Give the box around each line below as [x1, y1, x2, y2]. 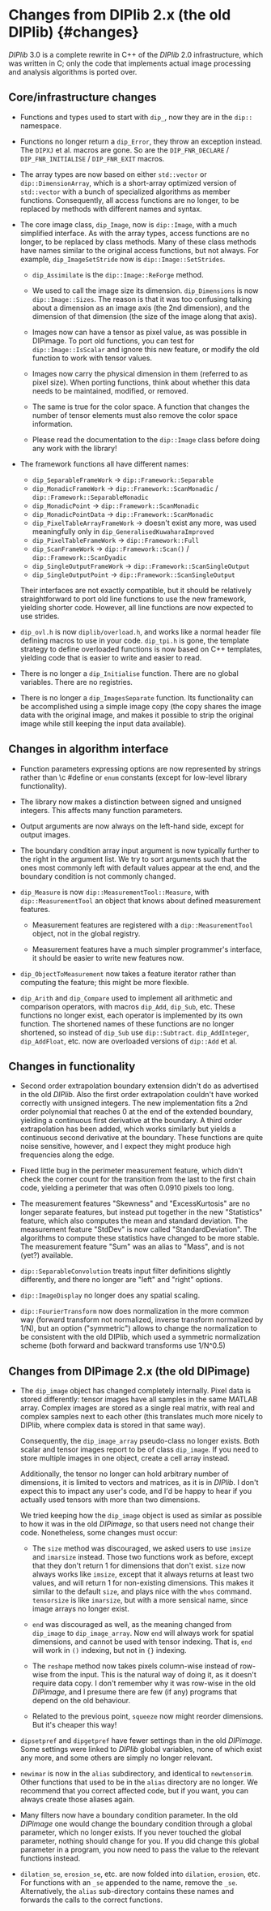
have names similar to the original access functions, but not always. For [19, 245, 259, 255]
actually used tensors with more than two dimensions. [19, 1495, 201, 1504]
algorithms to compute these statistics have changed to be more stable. [19, 1233, 260, 1243]
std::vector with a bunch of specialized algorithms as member [19, 187, 231, 196]
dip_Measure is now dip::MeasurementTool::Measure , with [19, 887, 210, 897]
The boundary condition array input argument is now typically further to [19, 846, 260, 855]
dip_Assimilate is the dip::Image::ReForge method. [32, 269, 204, 279]
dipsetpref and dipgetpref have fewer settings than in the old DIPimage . [19, 1736, 263, 1745]
